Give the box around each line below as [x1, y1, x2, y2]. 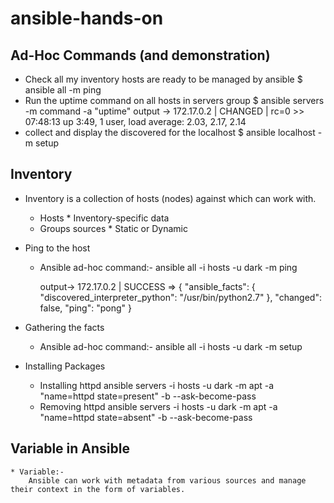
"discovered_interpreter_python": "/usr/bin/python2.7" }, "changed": [39, 291, 322, 303]
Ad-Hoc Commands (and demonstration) [10, 47, 271, 64]
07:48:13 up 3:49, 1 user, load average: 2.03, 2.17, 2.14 [24, 116, 247, 127]
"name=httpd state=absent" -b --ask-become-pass [39, 411, 253, 423]
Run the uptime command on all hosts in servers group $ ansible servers [24, 95, 325, 106]
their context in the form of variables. [10, 484, 186, 494]
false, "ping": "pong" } [39, 302, 132, 314]
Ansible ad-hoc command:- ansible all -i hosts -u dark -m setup [39, 340, 303, 352]
